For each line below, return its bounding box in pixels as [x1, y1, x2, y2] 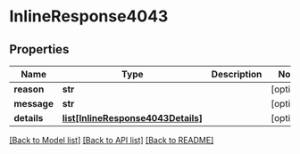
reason [13, 83, 45, 95]
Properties [9, 42, 70, 57]
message [13, 98, 54, 109]
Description [211, 69, 262, 80]
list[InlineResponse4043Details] [62, 112, 204, 124]
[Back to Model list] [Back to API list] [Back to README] [9, 135, 214, 145]
